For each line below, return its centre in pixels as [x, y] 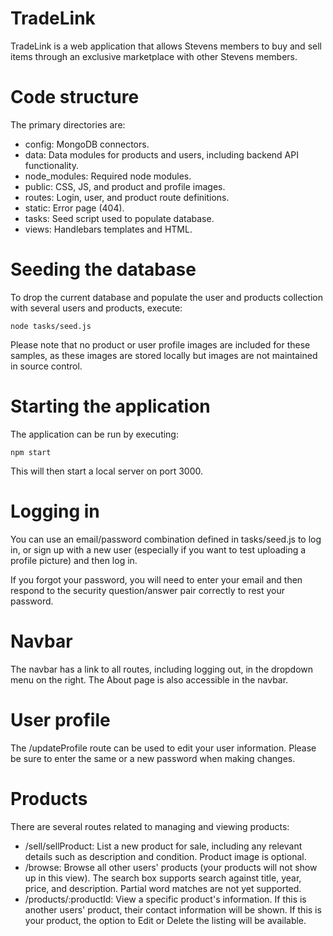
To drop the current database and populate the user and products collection [166, 297]
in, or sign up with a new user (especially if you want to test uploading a [158, 549]
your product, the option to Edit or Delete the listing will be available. [165, 920]
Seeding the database [103, 269]
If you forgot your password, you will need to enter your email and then [156, 579]
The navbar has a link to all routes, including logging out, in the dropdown [162, 669]
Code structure [75, 97]
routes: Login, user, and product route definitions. [127, 197]
